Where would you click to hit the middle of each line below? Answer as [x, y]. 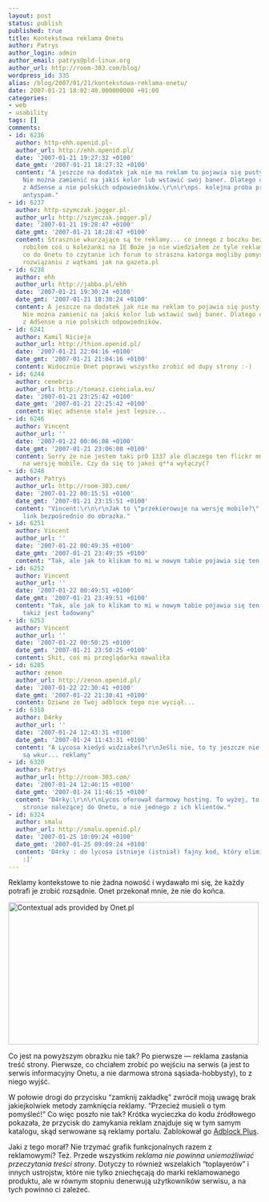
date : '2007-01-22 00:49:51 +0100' [75, 591]
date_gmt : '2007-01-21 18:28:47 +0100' [82, 232]
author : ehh [36, 277]
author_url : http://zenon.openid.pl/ [78, 680]
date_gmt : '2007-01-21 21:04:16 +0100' [82, 359]
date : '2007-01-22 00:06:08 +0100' [75, 441]
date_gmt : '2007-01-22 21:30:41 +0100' [82, 695]
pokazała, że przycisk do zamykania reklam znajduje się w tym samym [125, 1123]
